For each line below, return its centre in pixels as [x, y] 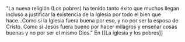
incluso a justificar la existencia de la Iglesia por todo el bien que [84, 14]
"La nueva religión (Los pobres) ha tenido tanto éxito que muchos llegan [93, 8]
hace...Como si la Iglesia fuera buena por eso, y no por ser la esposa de [92, 20]
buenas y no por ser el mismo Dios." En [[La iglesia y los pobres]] [85, 33]
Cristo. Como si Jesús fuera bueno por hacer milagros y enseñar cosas [92, 26]
